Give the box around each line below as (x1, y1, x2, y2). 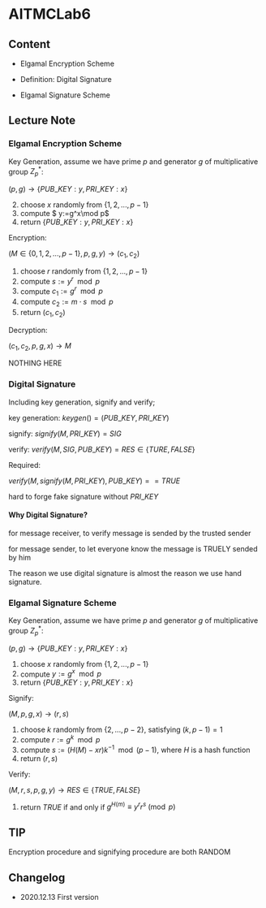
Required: (8, 460, 41, 469)
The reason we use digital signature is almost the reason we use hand (8, 568, 242, 577)
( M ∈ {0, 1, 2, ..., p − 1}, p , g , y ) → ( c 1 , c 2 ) (8, 249, 140, 260)
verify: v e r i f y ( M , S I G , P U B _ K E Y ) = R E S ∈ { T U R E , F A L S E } (8, 444, 196, 454)
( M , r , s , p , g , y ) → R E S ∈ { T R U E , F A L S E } (8, 785, 141, 794)
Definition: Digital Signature (19, 75, 112, 84)
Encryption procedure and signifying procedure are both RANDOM (8, 847, 231, 857)
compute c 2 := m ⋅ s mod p (19, 297, 114, 309)
